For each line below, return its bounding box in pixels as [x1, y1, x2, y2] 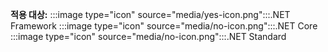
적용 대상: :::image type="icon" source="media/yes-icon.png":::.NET [10, 9, 291, 20]
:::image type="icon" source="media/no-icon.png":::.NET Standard [10, 31, 287, 42]
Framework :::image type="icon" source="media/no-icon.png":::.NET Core [10, 20, 318, 32]
